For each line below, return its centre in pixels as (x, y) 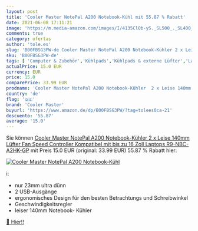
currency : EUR (24, 72)
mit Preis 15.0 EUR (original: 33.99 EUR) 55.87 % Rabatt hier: (104, 150)
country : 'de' (24, 94)
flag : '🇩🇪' (21, 99)
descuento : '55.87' (30, 115)
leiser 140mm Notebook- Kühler (53, 210)
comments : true (25, 34)
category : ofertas (29, 39)
